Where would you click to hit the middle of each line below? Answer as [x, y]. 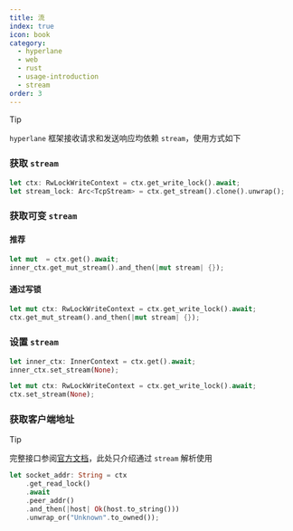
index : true [32, 26]
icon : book [30, 34]
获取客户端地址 [42, 420]
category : [28, 43]
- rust [30, 69]
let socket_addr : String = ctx [68, 476]
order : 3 [26, 93]
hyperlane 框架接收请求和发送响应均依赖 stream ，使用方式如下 [125, 137]
